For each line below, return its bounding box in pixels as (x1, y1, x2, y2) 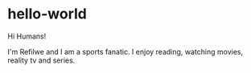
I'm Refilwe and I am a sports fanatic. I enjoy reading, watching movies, (7, 47, 243, 56)
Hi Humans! (7, 31, 47, 41)
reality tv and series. (7, 55, 76, 65)
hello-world (7, 5, 88, 23)
